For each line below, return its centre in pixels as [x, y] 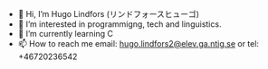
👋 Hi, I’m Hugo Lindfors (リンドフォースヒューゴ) [109, 14]
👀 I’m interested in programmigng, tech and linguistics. [120, 24]
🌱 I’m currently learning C [66, 34]
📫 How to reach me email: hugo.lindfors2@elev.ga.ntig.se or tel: [139, 43]
